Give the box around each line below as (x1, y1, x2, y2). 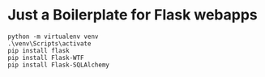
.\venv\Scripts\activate (7, 39, 92, 48)
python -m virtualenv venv (7, 32, 99, 41)
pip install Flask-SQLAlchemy (7, 61, 110, 69)
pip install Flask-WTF (7, 53, 84, 62)
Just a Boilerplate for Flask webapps (7, 6, 259, 24)
